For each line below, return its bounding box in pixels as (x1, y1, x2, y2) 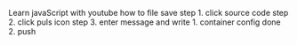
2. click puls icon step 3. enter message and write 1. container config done (8, 17, 281, 27)
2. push (8, 26, 36, 36)
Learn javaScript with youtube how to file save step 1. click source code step (8, 8, 289, 18)
